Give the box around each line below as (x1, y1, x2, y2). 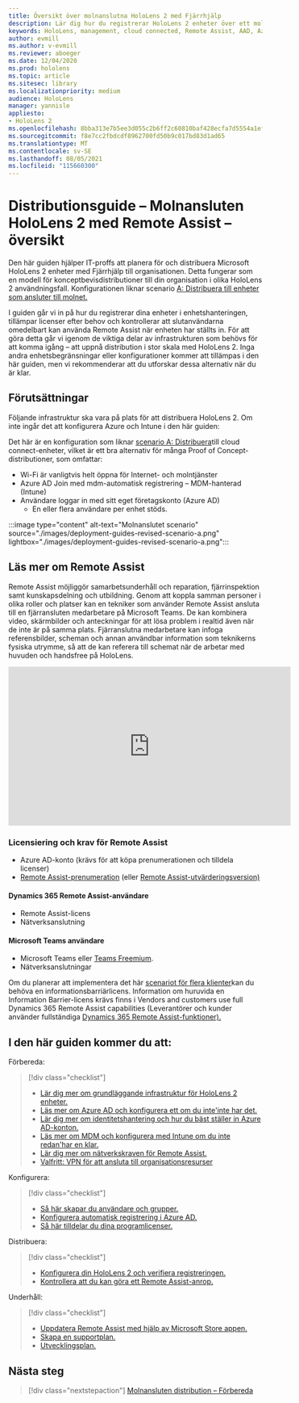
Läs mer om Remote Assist (8, 561, 145, 574)
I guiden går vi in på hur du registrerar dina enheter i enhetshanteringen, (8, 308, 248, 317)
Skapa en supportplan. (39, 1332, 116, 1342)
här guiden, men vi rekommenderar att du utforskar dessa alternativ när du (8, 359, 256, 369)
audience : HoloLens (8, 95, 74, 103)
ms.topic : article (8, 72, 70, 80)
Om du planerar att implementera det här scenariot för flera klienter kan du (8, 978, 255, 988)
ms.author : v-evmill (8, 42, 78, 50)
